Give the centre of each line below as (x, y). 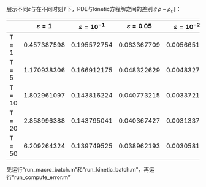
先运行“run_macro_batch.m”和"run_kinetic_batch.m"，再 (78, 170)
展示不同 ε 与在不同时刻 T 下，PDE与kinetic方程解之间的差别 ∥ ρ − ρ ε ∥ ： (94, 10)
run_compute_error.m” (42, 177)
